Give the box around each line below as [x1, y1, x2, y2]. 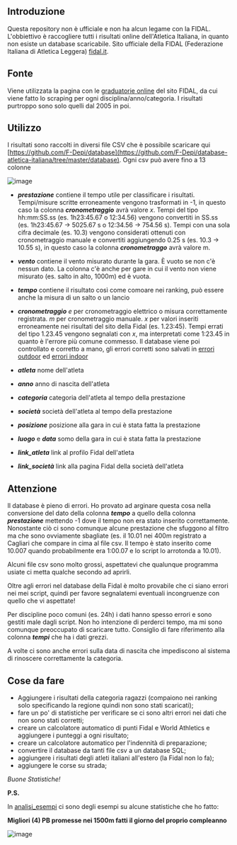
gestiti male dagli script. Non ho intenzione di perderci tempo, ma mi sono [7, 618, 223, 626]
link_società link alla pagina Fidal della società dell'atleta [17, 462, 184, 470]
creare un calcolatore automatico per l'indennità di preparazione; [17, 739, 207, 747]
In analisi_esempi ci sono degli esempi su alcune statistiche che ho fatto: [7, 803, 219, 811]
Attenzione [7, 482, 57, 494]
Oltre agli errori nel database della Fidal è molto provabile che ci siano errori [7, 582, 229, 590]
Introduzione [7, 6, 66, 18]
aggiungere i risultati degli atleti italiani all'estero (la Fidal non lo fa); [17, 754, 214, 762]
